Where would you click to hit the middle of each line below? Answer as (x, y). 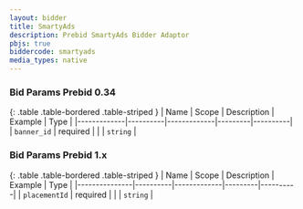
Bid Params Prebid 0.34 (63, 92)
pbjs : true (30, 43)
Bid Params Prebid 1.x (58, 155)
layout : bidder (38, 18)
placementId (45, 195)
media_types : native (49, 60)
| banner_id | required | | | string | (73, 131)
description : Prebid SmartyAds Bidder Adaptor (99, 35)
